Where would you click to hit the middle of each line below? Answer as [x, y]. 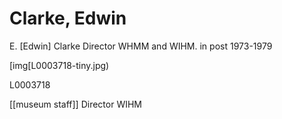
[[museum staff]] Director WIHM [75, 104]
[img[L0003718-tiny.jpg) [59, 65]
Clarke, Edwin [68, 18]
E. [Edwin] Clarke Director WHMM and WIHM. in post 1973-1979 [141, 46]
